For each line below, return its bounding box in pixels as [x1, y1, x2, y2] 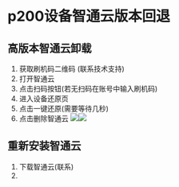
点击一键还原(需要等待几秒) [18, 104, 109, 113]
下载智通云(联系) [18, 162, 74, 171]
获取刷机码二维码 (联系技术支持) [18, 64, 125, 73]
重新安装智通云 [7, 139, 82, 153]
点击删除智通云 [18, 114, 69, 123]
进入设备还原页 [18, 94, 69, 103]
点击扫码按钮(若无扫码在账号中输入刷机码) [18, 84, 158, 93]
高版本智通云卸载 [7, 41, 92, 55]
